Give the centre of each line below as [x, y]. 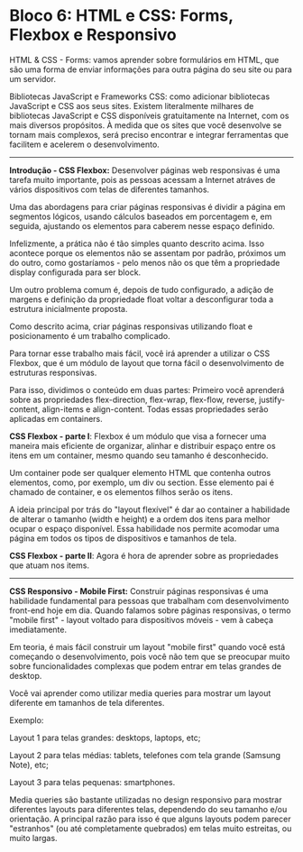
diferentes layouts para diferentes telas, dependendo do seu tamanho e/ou [148, 809]
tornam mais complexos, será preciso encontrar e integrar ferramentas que [149, 134]
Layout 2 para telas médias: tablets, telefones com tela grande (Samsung [145, 755]
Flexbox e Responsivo [93, 35]
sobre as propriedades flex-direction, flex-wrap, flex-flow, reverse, [133, 399]
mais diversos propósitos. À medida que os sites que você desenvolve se [146, 125]
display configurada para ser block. [75, 272]
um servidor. [33, 78]
